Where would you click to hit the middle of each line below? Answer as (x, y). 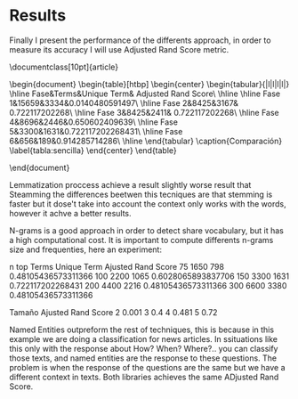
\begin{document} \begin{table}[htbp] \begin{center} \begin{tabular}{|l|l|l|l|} (149, 84)
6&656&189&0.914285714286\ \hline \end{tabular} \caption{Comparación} (146, 141)
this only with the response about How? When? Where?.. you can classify (144, 348)
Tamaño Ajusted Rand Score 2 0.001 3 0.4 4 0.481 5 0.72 (113, 312)
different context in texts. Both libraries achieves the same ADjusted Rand (144, 377)
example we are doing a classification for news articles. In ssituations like (144, 338)
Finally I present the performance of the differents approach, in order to (140, 40)
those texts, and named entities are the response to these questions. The (143, 358)
